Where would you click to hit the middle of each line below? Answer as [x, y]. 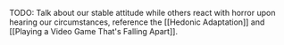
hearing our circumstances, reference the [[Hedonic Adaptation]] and [137, 22]
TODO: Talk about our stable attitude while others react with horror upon [142, 13]
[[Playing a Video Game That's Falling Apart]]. [94, 31]
